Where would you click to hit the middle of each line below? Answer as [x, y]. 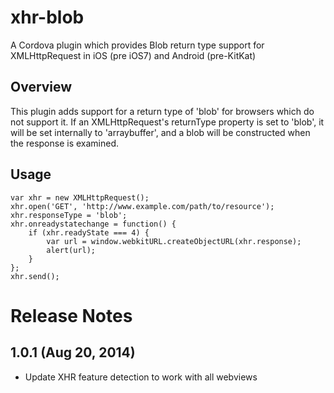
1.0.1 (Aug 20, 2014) [73, 352]
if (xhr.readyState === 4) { [89, 232]
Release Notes [71, 315]
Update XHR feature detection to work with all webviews [141, 377]
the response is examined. [65, 143]
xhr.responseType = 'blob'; [69, 215]
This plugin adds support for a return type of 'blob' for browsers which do [162, 111]
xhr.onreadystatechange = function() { [93, 224]
